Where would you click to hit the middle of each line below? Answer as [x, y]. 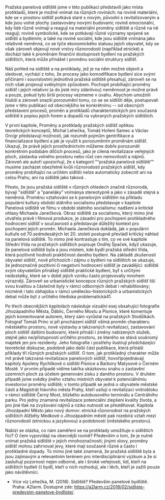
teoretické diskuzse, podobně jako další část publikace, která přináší [74, 348]
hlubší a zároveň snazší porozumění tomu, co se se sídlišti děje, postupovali [82, 100]
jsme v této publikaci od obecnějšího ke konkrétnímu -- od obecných [75, 105]
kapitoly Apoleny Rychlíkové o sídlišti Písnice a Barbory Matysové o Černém [82, 363]
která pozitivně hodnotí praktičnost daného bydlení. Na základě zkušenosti [81, 255]
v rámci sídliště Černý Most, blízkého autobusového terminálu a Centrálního [82, 395]
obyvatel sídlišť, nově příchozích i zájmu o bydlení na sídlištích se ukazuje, [80, 260]
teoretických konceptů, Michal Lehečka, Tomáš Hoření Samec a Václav [77, 130]
